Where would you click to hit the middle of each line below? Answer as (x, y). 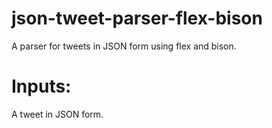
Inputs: (41, 86)
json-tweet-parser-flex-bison (137, 18)
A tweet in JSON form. (57, 114)
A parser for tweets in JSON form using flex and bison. (124, 46)
